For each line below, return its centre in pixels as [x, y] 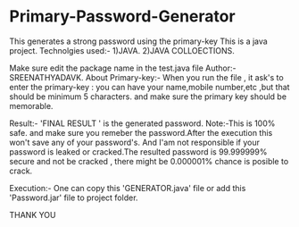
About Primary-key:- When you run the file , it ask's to [184, 77]
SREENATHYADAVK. [46, 77]
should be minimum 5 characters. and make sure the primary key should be [148, 97]
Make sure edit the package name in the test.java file [106, 68]
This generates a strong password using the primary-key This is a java [138, 41]
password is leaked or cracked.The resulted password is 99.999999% [138, 151]
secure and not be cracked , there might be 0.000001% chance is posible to [149, 161]
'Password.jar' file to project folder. [74, 198]
